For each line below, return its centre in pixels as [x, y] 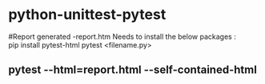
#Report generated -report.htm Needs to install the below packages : [122, 36]
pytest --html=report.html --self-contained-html [133, 70]
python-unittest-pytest [87, 15]
